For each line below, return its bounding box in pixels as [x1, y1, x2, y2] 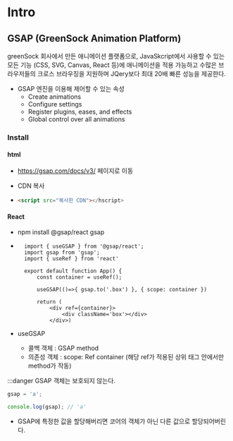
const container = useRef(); [36, 274, 122, 281]
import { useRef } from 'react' [24, 255, 119, 262]
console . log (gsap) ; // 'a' [7, 404, 87, 411]
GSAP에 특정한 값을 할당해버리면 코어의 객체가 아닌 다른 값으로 [17, 417, 191, 425]
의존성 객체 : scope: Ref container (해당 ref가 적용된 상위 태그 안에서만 [27, 353, 225, 361]
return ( [36, 298, 63, 306]
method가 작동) [27, 361, 72, 370]
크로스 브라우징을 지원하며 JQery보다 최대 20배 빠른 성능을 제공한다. [37, 70, 227, 78]
